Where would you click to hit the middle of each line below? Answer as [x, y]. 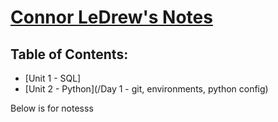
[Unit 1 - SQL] [53, 78]
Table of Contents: [69, 54]
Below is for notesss [52, 108]
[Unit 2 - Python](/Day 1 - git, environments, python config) [146, 89]
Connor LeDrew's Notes [111, 17]
